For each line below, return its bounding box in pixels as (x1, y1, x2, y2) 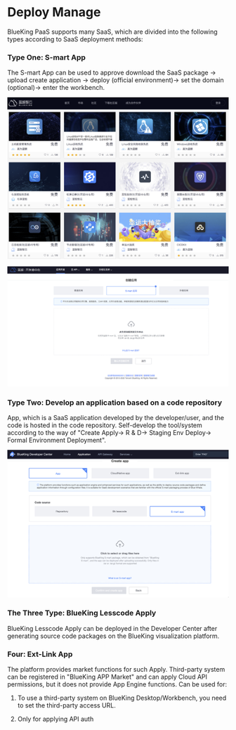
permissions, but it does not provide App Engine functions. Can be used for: (7, 680, 227, 689)
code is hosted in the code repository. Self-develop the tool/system (7, 421, 202, 429)
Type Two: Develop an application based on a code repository (7, 398, 223, 408)
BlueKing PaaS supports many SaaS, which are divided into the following (7, 27, 218, 36)
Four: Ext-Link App (7, 649, 73, 659)
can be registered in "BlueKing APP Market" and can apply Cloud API (7, 672, 208, 682)
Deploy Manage (7, 4, 101, 20)
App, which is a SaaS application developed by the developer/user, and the (7, 414, 225, 422)
